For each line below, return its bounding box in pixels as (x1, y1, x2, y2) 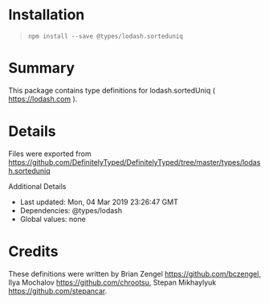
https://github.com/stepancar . (8, 286, 108, 295)
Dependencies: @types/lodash (19, 205, 123, 215)
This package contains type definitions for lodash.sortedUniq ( (8, 85, 215, 95)
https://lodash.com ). (8, 94, 78, 104)
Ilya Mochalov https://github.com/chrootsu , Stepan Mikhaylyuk (8, 277, 217, 287)
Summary (8, 59, 75, 77)
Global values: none (19, 214, 86, 224)
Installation (8, 6, 85, 24)
